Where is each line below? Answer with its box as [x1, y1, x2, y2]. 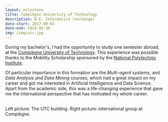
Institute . [5, 60, 23, 66]
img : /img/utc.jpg [5, 30, 43, 35]
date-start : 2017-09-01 [5, 21, 55, 26]
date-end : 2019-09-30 [5, 26, 50, 31]
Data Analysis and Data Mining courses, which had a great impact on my [5, 75, 156, 81]
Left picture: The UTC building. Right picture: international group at [5, 106, 143, 112]
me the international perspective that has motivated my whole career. [5, 91, 148, 97]
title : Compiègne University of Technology [5, 12, 97, 17]
